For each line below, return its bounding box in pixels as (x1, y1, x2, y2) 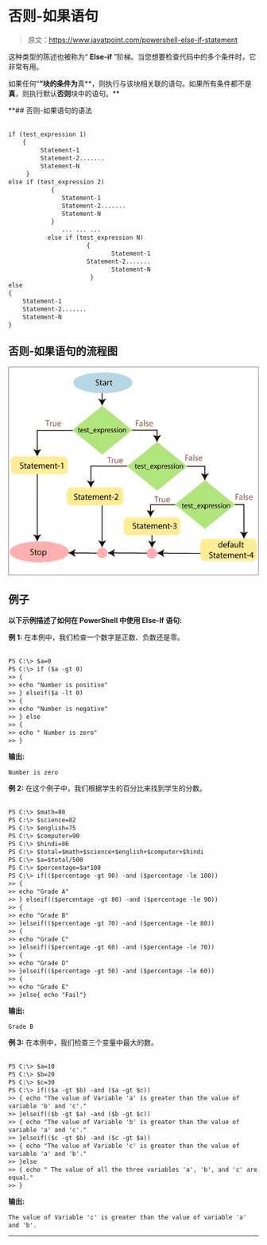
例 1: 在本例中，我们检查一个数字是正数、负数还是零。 (8, 632, 184, 642)
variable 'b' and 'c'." (8, 1102, 87, 1110)
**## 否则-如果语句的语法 (8, 105, 93, 115)
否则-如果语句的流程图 (8, 345, 118, 358)
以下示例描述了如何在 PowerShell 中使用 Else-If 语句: (8, 615, 183, 624)
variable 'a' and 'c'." (8, 1126, 87, 1134)
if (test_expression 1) (8, 130, 87, 138)
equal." (8, 1173, 34, 1181)
